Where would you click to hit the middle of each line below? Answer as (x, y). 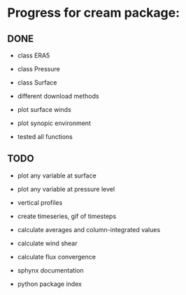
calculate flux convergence (57, 257)
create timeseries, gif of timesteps (67, 216)
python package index (50, 284)
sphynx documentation (50, 270)
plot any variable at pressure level (66, 189)
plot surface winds (44, 109)
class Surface (37, 82)
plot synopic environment (54, 123)
